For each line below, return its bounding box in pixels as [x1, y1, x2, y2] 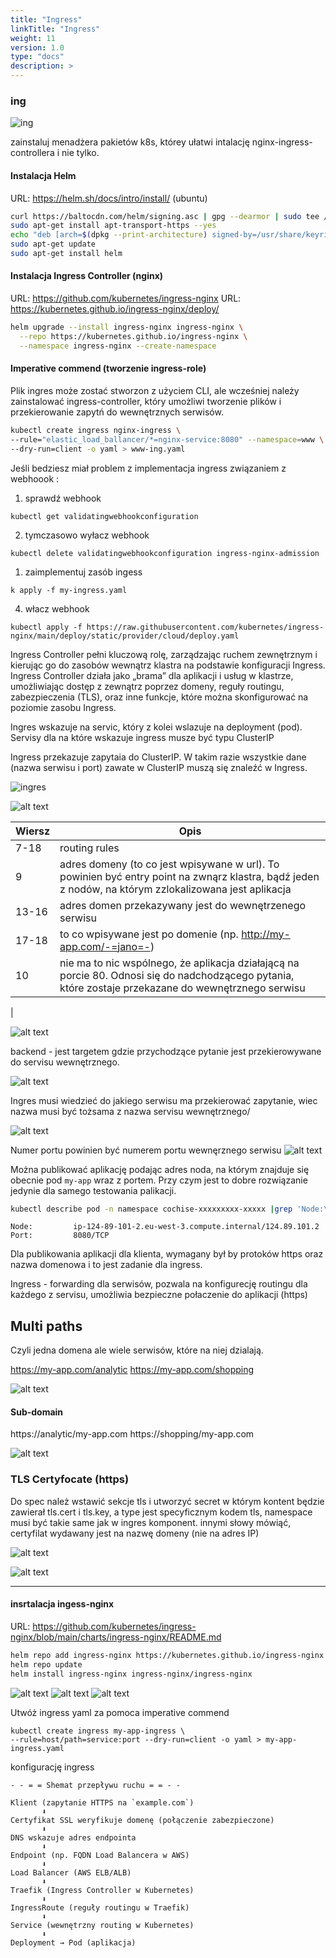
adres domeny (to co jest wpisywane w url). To [59, 857, 280, 871]
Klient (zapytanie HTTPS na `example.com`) [10, 1797, 195, 1808]
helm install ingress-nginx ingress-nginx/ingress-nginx [10, 1669, 253, 1679]
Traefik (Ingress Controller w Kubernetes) [10, 1885, 195, 1895]
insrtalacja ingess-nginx [10, 1598, 115, 1610]
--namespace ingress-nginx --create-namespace [19, 341, 217, 351]
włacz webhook [24, 602, 90, 615]
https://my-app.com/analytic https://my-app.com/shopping [10, 1364, 255, 1376]
